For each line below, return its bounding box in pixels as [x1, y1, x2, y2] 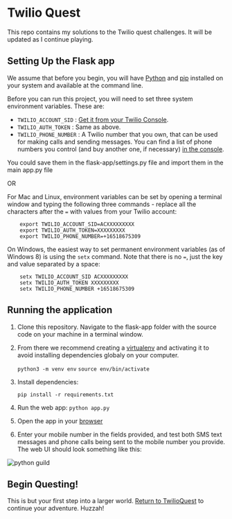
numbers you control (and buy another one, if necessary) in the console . [17, 144, 224, 153]
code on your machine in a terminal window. [17, 330, 144, 338]
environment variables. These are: [7, 102, 105, 110]
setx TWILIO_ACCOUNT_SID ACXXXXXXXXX [19, 273, 129, 280]
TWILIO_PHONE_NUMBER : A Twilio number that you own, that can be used [17, 130, 218, 138]
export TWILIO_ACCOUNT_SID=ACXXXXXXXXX [19, 221, 135, 228]
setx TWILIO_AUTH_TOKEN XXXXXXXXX [19, 279, 119, 286]
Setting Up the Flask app [7, 56, 116, 67]
